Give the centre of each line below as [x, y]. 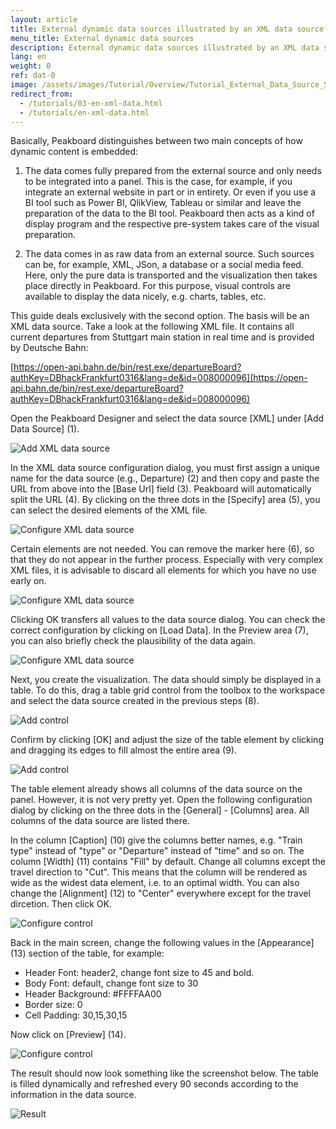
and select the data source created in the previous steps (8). [135, 701]
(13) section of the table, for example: [87, 953]
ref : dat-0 [33, 76]
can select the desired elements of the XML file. [109, 510]
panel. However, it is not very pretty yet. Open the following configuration [161, 800]
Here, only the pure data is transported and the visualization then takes [171, 275]
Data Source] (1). [45, 429]
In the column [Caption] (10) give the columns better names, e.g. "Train [156, 840]
